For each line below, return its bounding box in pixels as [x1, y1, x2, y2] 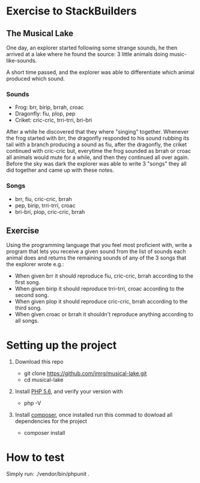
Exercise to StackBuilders [6, 4, 137, 18]
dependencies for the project [14, 417, 87, 425]
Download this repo [14, 358, 64, 366]
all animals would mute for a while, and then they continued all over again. [6, 154, 189, 161]
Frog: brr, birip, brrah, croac [14, 104, 84, 111]
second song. [14, 291, 49, 299]
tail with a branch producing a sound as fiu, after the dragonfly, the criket [6, 141, 187, 148]
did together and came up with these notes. [6, 167, 114, 174]
